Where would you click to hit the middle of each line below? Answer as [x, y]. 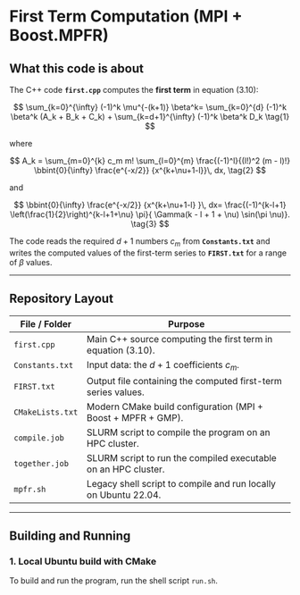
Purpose [187, 323]
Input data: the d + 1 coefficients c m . [162, 365]
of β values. [31, 262]
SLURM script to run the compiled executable [181, 457]
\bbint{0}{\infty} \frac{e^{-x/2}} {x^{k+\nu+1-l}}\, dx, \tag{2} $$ [150, 170]
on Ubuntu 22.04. [124, 495]
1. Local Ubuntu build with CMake [83, 562]
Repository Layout [62, 299]
